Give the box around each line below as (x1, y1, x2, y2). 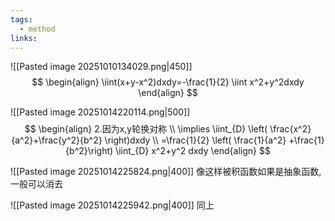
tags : (10, 14, 33, 25)
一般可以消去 (10, 178, 63, 190)
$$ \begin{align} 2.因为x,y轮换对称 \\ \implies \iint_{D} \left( (24, 123, 268, 135)
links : (10, 33, 38, 43)
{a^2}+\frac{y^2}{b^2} (11, 134, 103, 146)
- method (19, 24, 56, 34)
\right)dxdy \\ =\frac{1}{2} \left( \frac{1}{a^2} (104, 134, 287, 146)
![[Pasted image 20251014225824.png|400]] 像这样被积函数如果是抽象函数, (10, 166, 322, 178)
